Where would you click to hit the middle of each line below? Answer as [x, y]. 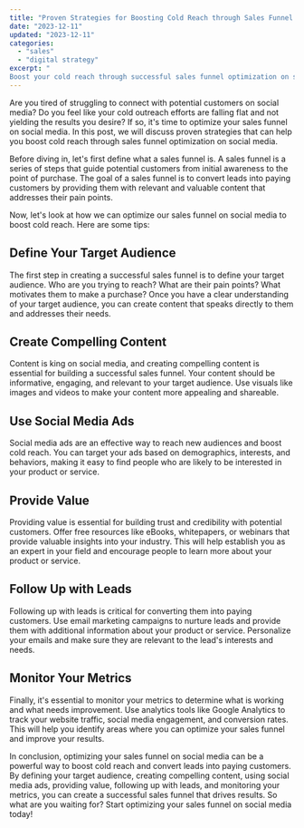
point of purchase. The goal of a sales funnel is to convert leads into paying [150, 178]
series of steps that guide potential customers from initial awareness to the [149, 168]
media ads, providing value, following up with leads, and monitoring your [145, 784]
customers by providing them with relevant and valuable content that [138, 188]
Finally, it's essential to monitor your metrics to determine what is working [147, 700]
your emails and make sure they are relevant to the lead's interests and [142, 639]
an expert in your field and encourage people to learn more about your [141, 551]
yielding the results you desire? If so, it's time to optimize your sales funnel [148, 122]
